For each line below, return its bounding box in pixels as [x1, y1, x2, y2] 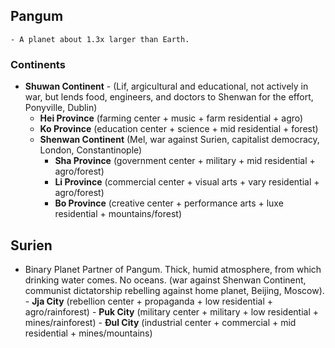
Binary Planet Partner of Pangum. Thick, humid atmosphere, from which [24, 263, 322, 275]
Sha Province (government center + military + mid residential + [54, 155, 316, 167]
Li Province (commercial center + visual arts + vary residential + [54, 176, 320, 188]
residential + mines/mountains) [24, 327, 153, 339]
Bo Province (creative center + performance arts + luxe [54, 197, 284, 209]
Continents [10, 57, 66, 71]
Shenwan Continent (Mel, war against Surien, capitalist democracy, [39, 134, 320, 146]
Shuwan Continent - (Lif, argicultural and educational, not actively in [24, 80, 309, 93]
